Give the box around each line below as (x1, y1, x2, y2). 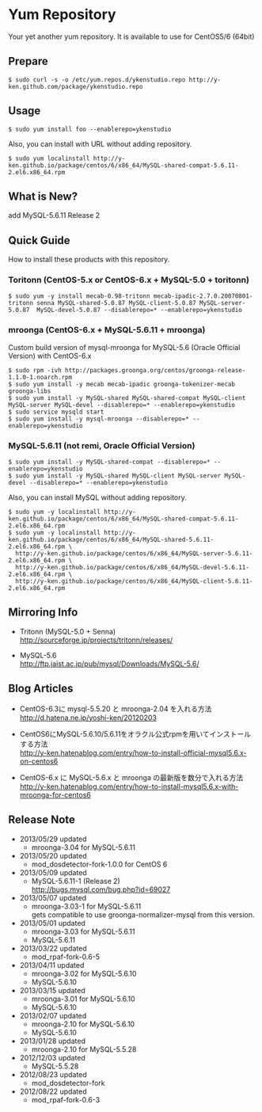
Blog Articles (8, 682, 74, 695)
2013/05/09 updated (19, 867, 87, 877)
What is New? (8, 189, 78, 203)
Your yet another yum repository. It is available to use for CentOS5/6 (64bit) (8, 32, 255, 41)
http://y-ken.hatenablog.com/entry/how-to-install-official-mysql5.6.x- (19, 748, 247, 757)
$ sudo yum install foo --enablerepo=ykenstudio (8, 125, 172, 133)
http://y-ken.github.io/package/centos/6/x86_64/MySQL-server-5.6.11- (15, 550, 253, 558)
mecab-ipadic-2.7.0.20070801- (153, 292, 253, 300)
